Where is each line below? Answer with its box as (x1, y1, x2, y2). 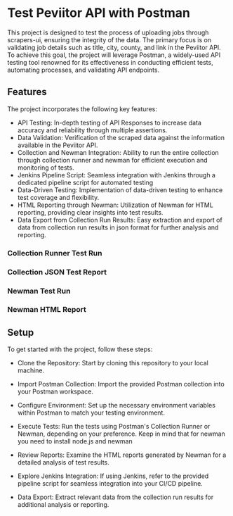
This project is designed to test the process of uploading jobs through (7, 28, 209, 37)
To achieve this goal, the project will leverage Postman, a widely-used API (7, 51, 221, 59)
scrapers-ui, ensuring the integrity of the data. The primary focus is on (7, 35, 212, 44)
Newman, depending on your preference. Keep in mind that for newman (17, 429, 226, 438)
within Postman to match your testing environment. (17, 408, 165, 417)
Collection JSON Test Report (7, 267, 107, 277)
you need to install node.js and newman (17, 437, 133, 446)
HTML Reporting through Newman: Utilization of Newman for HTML (17, 201, 214, 209)
